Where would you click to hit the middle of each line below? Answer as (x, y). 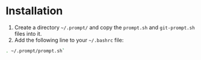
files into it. (28, 33)
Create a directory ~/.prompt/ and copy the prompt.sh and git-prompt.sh (104, 27)
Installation (34, 11)
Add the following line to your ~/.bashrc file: (69, 40)
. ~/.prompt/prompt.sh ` (36, 51)
